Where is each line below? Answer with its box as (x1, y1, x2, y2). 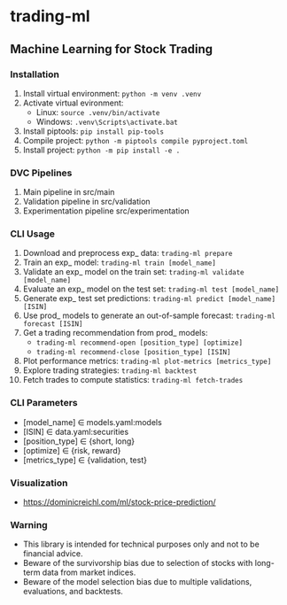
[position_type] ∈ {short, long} (22, 436, 136, 446)
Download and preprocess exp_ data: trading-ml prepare (22, 248, 233, 259)
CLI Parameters (10, 397, 78, 409)
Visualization (10, 477, 68, 489)
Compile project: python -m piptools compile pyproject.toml (22, 135, 249, 145)
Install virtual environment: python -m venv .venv (22, 88, 202, 98)
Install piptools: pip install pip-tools (22, 126, 165, 136)
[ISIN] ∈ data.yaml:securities (22, 426, 129, 437)
